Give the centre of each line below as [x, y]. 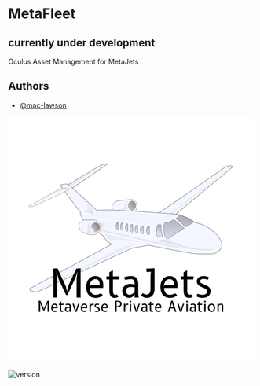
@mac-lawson [43, 105]
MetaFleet [42, 14]
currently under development [82, 43]
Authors [29, 86]
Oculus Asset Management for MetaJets [73, 61]
